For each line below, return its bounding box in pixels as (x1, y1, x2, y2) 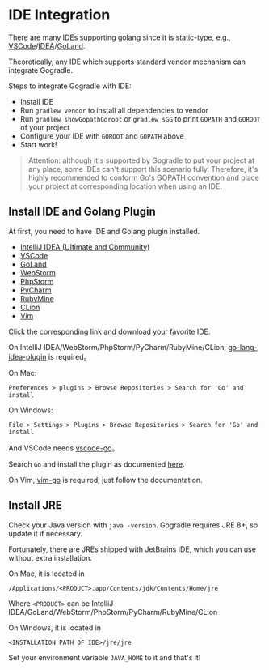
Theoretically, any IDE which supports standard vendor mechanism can (8, 57, 246, 66)
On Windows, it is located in (8, 622, 102, 633)
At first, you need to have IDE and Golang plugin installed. (8, 226, 200, 236)
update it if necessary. (8, 528, 83, 538)
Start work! (19, 139, 58, 149)
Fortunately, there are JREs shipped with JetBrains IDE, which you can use (8, 544, 257, 554)
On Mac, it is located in (8, 569, 85, 578)
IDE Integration (8, 6, 111, 24)
